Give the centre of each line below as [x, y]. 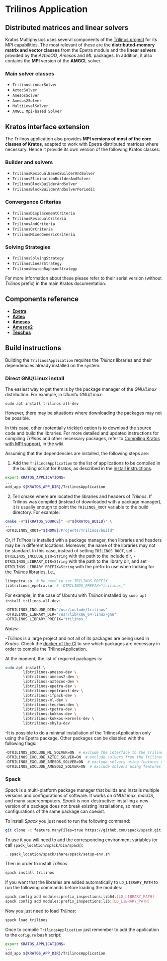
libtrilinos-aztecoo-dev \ [51, 682]
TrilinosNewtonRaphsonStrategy [45, 269]
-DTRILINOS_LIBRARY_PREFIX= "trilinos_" [46, 619]
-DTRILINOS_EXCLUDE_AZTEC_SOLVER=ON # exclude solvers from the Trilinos [84, 757]
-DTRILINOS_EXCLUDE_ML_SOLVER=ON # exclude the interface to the [75, 752]
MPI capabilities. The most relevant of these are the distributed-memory [80, 45]
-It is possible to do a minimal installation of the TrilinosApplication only [78, 732]
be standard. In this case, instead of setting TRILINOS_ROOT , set [69, 551]
